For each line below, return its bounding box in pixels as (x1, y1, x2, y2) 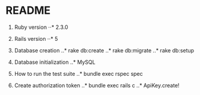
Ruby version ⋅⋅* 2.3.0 (14, 23, 68, 31)
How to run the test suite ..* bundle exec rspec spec (14, 70, 143, 77)
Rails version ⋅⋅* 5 (14, 35, 58, 42)
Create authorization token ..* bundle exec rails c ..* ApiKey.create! (14, 82, 180, 89)
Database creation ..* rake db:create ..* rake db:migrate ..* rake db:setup (14, 46, 195, 54)
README (5, 4, 51, 17)
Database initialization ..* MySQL (14, 58, 96, 66)
